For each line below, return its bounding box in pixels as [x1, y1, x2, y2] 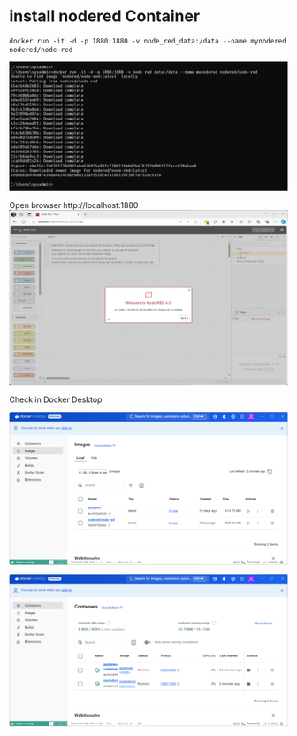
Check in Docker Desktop [9, 394, 103, 405]
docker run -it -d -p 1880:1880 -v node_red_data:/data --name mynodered [9, 36, 287, 45]
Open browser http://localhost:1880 [9, 200, 139, 211]
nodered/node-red [9, 45, 73, 54]
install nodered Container [9, 6, 201, 27]
